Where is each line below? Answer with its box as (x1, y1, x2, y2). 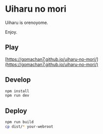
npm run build (5, 120, 34, 125)
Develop (5, 76, 31, 84)
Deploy (5, 107, 27, 115)
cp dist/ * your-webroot (5, 124, 54, 129)
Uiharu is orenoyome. (5, 20, 48, 25)
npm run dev (5, 93, 29, 98)
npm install (5, 89, 29, 93)
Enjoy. (5, 29, 18, 35)
